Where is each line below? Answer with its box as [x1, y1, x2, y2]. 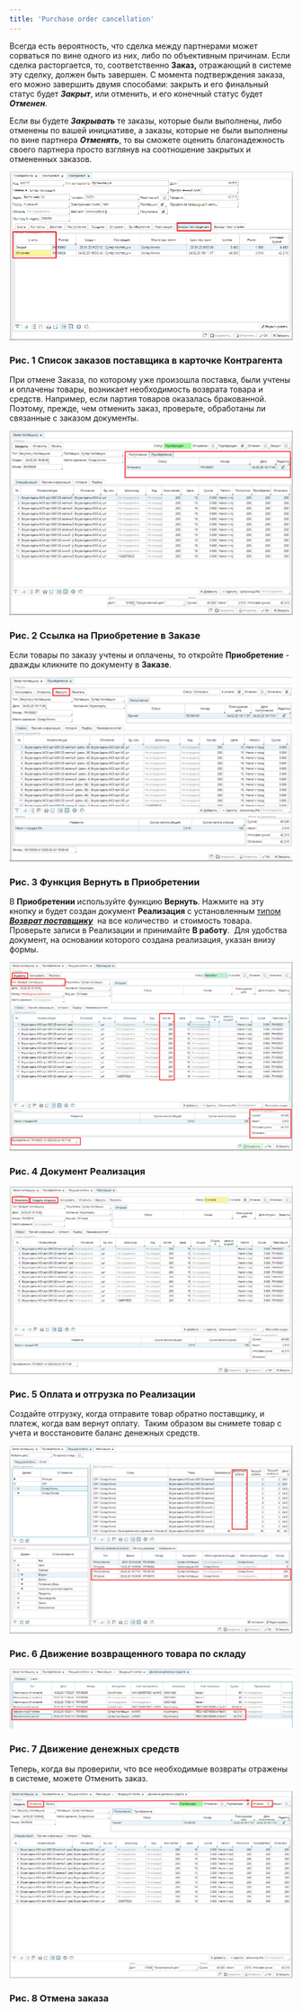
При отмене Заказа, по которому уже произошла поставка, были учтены [9, 375, 290, 385]
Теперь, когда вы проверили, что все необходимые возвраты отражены [9, 1763, 289, 1774]
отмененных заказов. [9, 153, 93, 164]
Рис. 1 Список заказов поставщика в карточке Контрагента [9, 354, 283, 367]
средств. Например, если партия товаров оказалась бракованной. [9, 394, 267, 404]
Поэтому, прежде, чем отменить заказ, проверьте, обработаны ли [9, 403, 266, 414]
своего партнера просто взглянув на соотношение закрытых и [9, 144, 252, 155]
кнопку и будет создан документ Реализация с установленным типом [9, 906, 281, 917]
